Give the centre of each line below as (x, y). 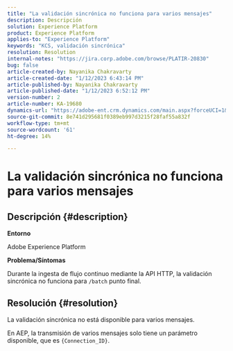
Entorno (19, 234)
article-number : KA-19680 (44, 104)
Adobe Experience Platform (46, 247)
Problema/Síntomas (36, 260)
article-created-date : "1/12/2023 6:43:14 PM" (76, 78)
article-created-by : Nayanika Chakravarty (69, 71)
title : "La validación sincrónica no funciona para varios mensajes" (110, 14)
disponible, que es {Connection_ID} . (58, 341)
